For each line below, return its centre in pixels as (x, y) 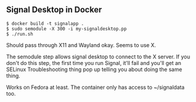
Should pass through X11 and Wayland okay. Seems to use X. (81, 45)
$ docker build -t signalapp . (45, 23)
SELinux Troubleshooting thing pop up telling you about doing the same (94, 69)
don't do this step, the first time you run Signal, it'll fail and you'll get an (94, 63)
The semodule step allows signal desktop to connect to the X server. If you (98, 57)
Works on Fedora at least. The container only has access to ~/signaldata (96, 87)
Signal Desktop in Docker (54, 10)
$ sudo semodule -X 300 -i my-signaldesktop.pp (67, 29)
